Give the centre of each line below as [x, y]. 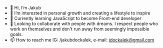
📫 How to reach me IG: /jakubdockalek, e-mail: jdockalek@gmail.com [82, 40]
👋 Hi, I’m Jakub [25, 8]
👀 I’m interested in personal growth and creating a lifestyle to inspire [80, 13]
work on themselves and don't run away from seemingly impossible [79, 29]
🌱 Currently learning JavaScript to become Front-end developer [75, 18]
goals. [16, 34]
